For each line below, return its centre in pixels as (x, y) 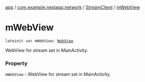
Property (16, 63)
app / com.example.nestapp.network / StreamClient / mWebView (72, 7)
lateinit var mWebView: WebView (39, 41)
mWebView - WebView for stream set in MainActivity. (58, 74)
